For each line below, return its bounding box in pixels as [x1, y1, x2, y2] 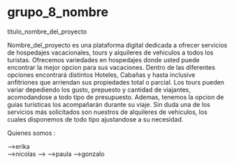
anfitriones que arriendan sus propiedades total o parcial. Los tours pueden [7, 78, 225, 86]
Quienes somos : [7, 129, 56, 137]
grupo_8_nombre [7, 4, 109, 20]
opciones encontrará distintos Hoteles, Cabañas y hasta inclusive [7, 71, 196, 79]
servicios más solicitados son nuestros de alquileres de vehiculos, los [7, 108, 207, 116]
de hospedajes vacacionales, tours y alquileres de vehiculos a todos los [7, 48, 214, 57]
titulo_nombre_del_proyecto [7, 27, 87, 36]
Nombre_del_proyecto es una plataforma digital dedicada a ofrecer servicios [7, 41, 228, 49]
